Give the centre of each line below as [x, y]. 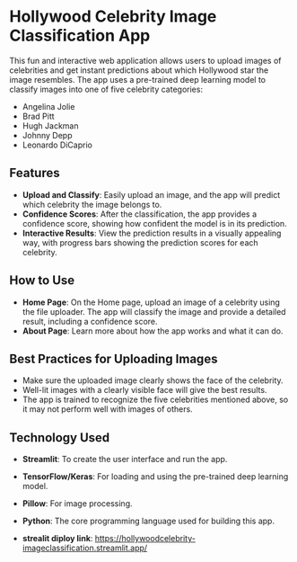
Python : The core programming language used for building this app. [148, 521]
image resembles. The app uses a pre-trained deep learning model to [138, 79]
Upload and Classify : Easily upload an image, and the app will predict [151, 194]
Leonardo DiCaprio [57, 145]
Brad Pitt [39, 116]
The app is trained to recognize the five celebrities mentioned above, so [155, 400]
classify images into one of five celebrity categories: [106, 89]
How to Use [42, 281]
